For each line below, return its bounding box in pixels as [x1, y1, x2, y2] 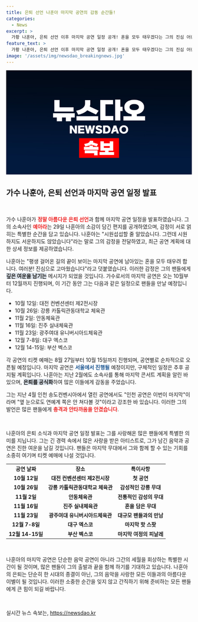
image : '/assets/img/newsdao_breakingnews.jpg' [6, 53, 126, 59]
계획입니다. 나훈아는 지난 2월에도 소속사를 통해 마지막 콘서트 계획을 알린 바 [16, 371, 189, 378]
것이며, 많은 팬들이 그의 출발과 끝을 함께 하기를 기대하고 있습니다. [23, 563, 173, 571]
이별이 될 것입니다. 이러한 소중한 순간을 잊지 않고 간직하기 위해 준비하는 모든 [6, 578, 181, 585]
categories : [6, 15, 35, 22]
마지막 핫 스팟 [124, 521, 156, 528]
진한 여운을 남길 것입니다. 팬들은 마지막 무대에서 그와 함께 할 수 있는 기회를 [16, 445, 189, 452]
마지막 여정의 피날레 [117, 530, 164, 537]
